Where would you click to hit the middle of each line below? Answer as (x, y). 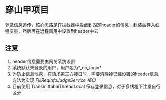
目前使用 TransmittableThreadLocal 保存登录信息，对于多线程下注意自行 (86, 86)
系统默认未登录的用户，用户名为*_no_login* (57, 67)
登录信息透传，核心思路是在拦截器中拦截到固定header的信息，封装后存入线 (82, 25)
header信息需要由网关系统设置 (44, 61)
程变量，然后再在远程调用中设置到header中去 (52, 31)
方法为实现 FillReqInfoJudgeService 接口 (54, 80)
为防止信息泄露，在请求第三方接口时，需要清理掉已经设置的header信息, (86, 74)
